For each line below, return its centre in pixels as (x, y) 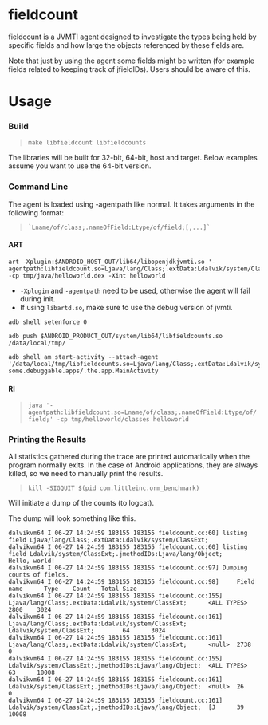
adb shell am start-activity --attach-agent (83, 357)
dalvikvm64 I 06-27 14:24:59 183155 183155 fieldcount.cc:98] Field (132, 582)
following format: (36, 212)
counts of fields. (39, 575)
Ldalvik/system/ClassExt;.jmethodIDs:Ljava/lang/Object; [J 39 (126, 707)
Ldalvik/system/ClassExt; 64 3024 (87, 631)
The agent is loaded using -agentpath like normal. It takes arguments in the (132, 204)
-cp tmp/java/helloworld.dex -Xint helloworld (87, 276)
